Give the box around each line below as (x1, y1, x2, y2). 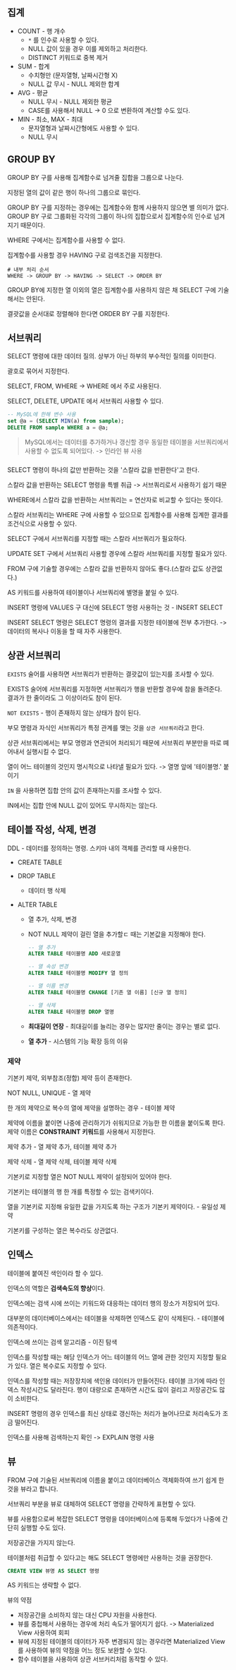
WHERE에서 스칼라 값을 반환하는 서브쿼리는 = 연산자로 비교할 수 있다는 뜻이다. (7, 495, 223, 504)
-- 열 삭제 (27, 1001, 56, 1009)
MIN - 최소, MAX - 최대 (17, 115, 83, 123)
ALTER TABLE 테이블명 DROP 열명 (27, 1008, 115, 1015)
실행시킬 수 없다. (25, 747, 72, 756)
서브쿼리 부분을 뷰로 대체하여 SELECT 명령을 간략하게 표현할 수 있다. (7, 1499, 196, 1508)
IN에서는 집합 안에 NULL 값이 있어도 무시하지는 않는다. (7, 801, 158, 809)
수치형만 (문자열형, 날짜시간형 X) (27, 71, 118, 79)
